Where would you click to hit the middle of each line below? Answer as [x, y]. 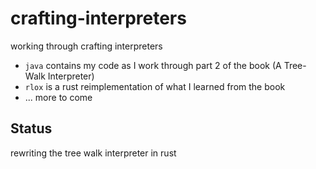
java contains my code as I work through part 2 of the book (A [153, 65]
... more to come [58, 97]
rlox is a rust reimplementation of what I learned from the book [155, 86]
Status [31, 128]
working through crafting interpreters [86, 46]
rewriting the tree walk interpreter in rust [93, 153]
